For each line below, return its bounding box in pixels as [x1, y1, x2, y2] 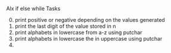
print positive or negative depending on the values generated [14, 16, 165, 23]
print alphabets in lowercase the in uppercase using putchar [14, 35, 163, 42]
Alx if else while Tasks [6, 5, 61, 12]
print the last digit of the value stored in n [14, 23, 116, 29]
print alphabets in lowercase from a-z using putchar [14, 29, 142, 36]
